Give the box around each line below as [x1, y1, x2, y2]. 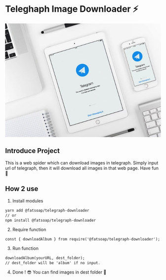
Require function [12, 226, 46, 232]
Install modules [12, 198, 43, 203]
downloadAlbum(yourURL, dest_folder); [5, 255, 85, 260]
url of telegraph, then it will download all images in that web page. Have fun [5, 165, 159, 171]
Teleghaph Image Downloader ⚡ [5, 3, 139, 15]
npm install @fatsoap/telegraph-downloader [5, 218, 96, 223]
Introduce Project [5, 147, 60, 155]
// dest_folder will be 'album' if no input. [5, 260, 100, 265]
